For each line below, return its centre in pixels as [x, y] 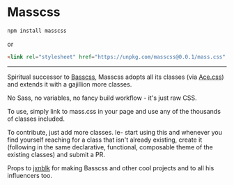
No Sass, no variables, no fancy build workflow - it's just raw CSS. [102, 98]
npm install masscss [37, 31]
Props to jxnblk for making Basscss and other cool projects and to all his [111, 168]
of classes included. [36, 119]
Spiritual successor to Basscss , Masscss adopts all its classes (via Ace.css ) [116, 77]
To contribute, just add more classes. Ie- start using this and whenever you [115, 132]
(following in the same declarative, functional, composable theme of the [110, 147]
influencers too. [30, 175]
